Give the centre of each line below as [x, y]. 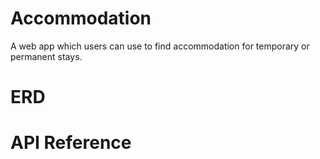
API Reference [71, 143]
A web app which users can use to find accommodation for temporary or [160, 46]
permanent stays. [46, 56]
